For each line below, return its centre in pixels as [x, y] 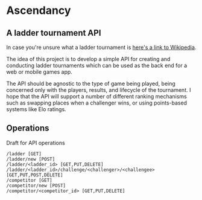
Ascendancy [39, 11]
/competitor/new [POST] [36, 185]
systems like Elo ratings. [36, 109]
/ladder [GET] [24, 154]
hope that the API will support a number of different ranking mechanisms [96, 96]
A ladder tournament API [54, 33]
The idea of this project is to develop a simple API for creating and [88, 59]
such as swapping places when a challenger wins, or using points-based [97, 103]
